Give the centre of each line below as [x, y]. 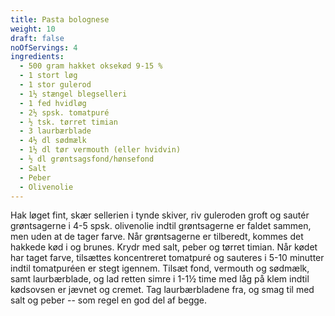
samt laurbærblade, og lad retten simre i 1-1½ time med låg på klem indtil [160, 279]
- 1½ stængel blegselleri [73, 94]
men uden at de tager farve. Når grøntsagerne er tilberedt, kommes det [157, 237]
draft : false [37, 38]
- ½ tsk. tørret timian [68, 122]
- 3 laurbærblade [55, 131]
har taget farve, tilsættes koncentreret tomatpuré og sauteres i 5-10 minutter [167, 258]
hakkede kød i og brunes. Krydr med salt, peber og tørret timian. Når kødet [164, 247]
